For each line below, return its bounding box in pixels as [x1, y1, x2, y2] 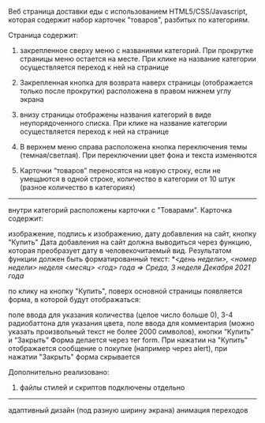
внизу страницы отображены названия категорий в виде [19, 110, 211, 119]
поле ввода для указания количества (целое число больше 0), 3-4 [8, 310, 233, 319]
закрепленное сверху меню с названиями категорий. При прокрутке [19, 46, 254, 55]
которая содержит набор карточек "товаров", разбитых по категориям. [8, 15, 250, 25]
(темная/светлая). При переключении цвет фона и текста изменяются [19, 150, 257, 160]
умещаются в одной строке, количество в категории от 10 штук [19, 174, 236, 183]
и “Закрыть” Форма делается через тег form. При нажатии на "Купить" [8, 335, 248, 345]
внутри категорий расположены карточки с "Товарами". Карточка [8, 206, 233, 214]
